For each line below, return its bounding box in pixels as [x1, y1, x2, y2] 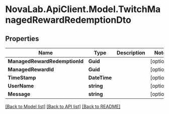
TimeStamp [8, 74, 36, 81]
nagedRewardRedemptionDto [5, 14, 132, 26]
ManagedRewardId [8, 66, 54, 73]
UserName [8, 82, 34, 89]
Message [8, 91, 31, 97]
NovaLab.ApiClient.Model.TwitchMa [5, 4, 161, 15]
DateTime [88, 74, 112, 81]
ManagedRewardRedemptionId [8, 58, 84, 65]
